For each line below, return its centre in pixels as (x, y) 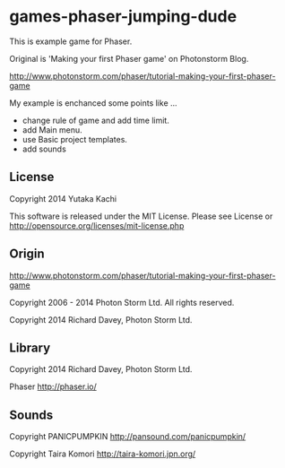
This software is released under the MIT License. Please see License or (141, 216)
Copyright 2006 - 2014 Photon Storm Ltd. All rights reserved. (122, 302)
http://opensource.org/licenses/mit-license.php (97, 225)
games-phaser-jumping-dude (123, 17)
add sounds (44, 149)
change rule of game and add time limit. (96, 120)
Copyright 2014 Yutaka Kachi (63, 198)
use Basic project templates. (75, 139)
